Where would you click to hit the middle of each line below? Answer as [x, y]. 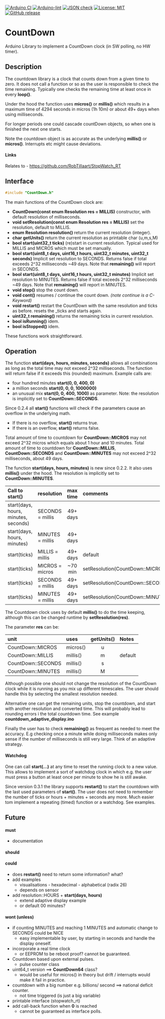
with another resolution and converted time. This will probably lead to [75, 709]
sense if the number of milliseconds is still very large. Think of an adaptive [80, 739]
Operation [21, 351]
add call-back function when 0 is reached [55, 1006]
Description [23, 67]
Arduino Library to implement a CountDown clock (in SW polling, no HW [78, 46]
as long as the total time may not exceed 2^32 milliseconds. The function [79, 368]
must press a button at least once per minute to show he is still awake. [76, 777]
